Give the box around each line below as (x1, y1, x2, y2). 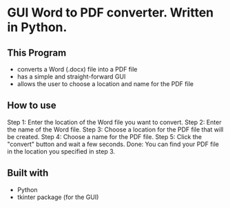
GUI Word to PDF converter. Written (7, 5, 214, 21)
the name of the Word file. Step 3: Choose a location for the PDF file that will (7, 125, 224, 134)
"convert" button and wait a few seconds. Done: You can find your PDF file (7, 140, 219, 148)
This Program (7, 47, 67, 59)
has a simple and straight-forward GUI (17, 72, 126, 81)
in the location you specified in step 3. (7, 147, 116, 156)
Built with (7, 167, 49, 179)
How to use (7, 100, 56, 112)
